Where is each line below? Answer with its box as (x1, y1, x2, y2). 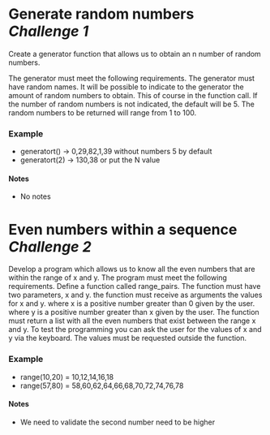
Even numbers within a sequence (8, 220, 238, 239)
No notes (19, 192, 51, 201)
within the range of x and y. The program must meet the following (8, 273, 227, 282)
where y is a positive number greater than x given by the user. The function (8, 308, 259, 317)
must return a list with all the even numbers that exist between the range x (8, 316, 256, 325)
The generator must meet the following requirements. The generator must (8, 73, 255, 83)
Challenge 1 (8, 22, 89, 41)
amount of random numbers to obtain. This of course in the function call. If (8, 90, 258, 100)
